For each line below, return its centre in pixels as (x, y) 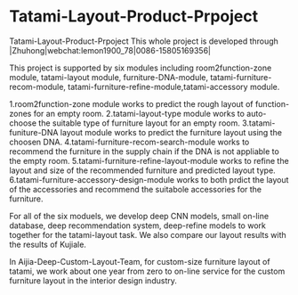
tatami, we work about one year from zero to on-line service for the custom (147, 271)
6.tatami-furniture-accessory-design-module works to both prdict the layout (149, 179)
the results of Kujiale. (48, 244)
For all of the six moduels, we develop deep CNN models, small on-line (139, 216)
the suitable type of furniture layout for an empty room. (139, 123)
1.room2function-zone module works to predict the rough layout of (131, 103)
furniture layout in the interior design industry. (93, 280)
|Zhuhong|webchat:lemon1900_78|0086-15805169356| (110, 50)
